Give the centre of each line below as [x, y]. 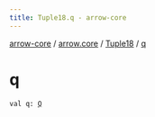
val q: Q [26, 103]
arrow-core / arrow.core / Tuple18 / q [78, 43]
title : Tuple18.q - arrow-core [68, 18]
